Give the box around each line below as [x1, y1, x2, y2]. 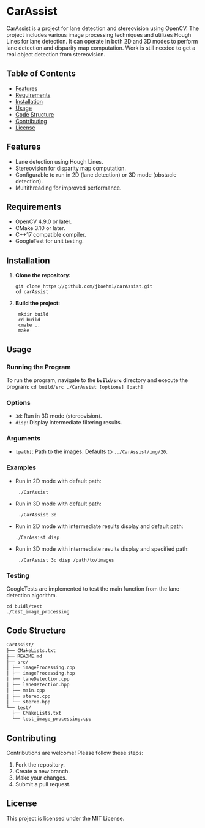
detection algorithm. [6, 592, 58, 599]
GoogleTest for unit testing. [15, 237, 84, 245]
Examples [6, 463, 37, 472]
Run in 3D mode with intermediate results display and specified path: [15, 545, 189, 553]
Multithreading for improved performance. [15, 184, 122, 191]
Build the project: [15, 299, 60, 307]
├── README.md [6, 653, 43, 659]
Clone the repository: [15, 272, 71, 279]
